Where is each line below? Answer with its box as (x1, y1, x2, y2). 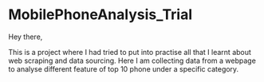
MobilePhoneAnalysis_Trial (8, 6, 193, 24)
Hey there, (8, 32, 43, 41)
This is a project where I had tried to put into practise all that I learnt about (8, 47, 251, 57)
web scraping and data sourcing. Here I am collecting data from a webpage (8, 56, 257, 65)
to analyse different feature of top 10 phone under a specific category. (8, 64, 239, 73)
